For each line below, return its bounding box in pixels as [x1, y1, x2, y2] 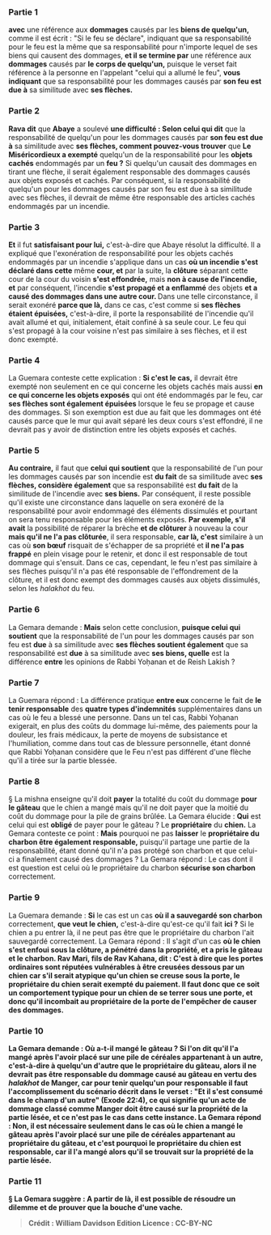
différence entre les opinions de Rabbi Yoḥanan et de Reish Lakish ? [8, 657, 236, 666]
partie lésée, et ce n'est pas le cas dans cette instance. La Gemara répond [8, 1112, 261, 1122]
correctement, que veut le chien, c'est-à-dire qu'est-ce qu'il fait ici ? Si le [8, 918, 255, 929]
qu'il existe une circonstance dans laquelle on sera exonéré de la [8, 497, 225, 508]
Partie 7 [8, 677, 40, 688]
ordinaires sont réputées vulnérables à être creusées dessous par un [8, 962, 245, 972]
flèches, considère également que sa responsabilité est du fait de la [8, 480, 239, 490]
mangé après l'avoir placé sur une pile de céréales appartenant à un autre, [8, 1052, 264, 1062]
